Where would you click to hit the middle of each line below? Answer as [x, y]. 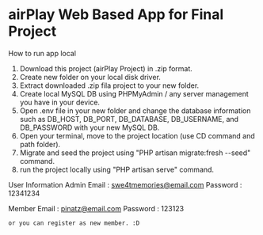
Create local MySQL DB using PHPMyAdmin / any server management [134, 93]
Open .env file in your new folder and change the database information [135, 110]
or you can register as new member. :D [74, 223]
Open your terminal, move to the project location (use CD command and [137, 135]
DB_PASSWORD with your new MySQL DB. [90, 127]
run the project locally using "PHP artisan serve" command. [117, 169]
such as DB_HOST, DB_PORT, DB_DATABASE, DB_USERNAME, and [129, 119]
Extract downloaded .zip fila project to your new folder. [109, 85]
